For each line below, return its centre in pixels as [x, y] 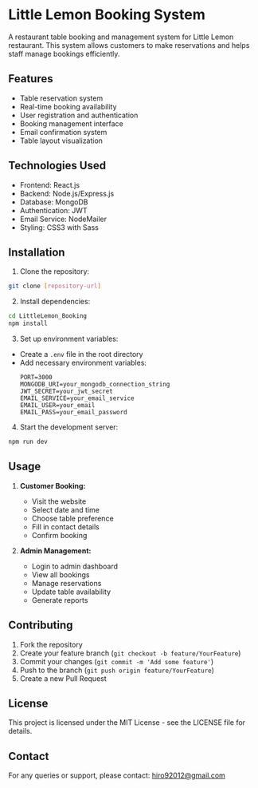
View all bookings [61, 574]
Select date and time [65, 509]
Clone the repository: [55, 271]
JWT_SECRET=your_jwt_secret [66, 391]
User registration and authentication [79, 115]
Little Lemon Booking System [107, 15]
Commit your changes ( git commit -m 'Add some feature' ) [117, 661]
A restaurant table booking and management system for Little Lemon [121, 37]
